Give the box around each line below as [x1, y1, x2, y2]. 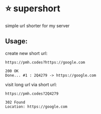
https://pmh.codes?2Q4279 [5, 91, 58, 96]
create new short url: [5, 50, 48, 56]
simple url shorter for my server [5, 22, 70, 29]
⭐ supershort [5, 3, 60, 14]
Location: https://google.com [5, 104, 68, 109]
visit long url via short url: [5, 81, 57, 87]
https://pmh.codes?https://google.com [5, 59, 85, 65]
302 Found [5, 100, 26, 105]
